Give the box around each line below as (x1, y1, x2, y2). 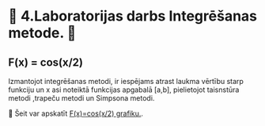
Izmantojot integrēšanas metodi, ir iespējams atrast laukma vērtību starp (8, 77, 244, 86)
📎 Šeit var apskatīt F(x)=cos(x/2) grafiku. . (8, 109, 144, 118)
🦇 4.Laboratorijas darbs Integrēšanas (8, 7, 258, 25)
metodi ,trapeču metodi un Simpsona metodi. (8, 94, 155, 102)
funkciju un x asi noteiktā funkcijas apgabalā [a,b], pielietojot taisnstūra (8, 85, 240, 94)
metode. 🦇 (8, 24, 77, 42)
